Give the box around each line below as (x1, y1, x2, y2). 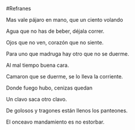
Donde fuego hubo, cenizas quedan (6, 84, 92, 91)
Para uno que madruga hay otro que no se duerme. (6, 50, 130, 57)
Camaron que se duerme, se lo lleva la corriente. (6, 73, 123, 80)
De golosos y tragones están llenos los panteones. (6, 107, 128, 114)
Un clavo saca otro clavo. (6, 96, 67, 102)
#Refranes (6, 5, 31, 12)
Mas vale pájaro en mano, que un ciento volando (6, 16, 123, 23)
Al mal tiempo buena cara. (6, 61, 69, 69)
